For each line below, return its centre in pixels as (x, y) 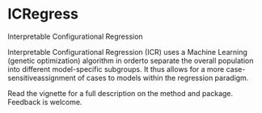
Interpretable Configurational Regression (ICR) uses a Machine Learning (128, 52)
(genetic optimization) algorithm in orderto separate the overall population (131, 61)
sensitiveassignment (42, 77)
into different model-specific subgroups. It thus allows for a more (116, 69)
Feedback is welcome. (45, 102)
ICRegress (43, 14)
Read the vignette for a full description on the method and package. (120, 93)
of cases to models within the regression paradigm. (163, 77)
